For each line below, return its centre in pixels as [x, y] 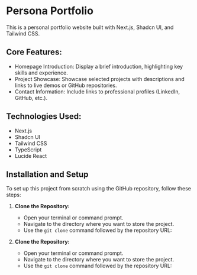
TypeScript [28, 150]
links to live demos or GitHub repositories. [66, 85]
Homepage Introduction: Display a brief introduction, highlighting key [99, 66]
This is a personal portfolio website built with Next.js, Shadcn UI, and [90, 27]
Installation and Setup [47, 174]
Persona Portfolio [50, 11]
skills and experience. [41, 73]
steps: [14, 195]
